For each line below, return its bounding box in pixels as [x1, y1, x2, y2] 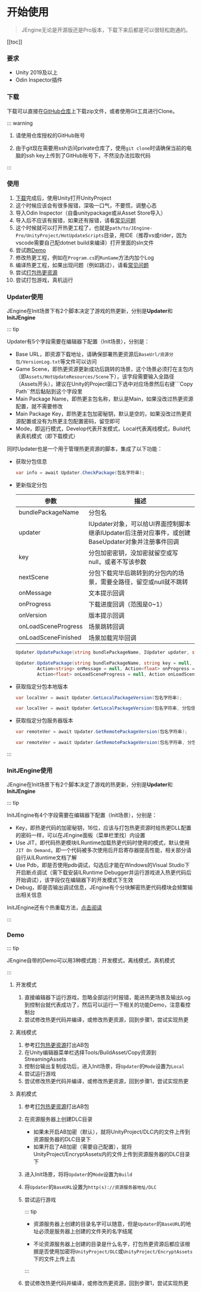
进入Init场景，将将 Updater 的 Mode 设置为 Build [24, 1170, 133, 1178]
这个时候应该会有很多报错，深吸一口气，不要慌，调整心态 [15, 202, 157, 209]
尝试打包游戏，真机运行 [15, 276, 73, 283]
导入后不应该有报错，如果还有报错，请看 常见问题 [15, 216, 136, 224]
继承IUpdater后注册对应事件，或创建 [88, 529, 191, 537]
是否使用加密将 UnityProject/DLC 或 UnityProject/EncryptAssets [38, 1247, 193, 1255]
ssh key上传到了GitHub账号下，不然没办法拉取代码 [26, 151, 151, 159]
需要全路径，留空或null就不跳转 [100, 578, 188, 586]
